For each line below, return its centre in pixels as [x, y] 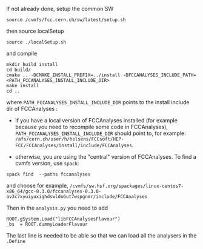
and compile [22, 53]
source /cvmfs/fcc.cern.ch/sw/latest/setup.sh [66, 20]
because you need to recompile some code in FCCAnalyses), [92, 127]
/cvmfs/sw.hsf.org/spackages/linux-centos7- [126, 186]
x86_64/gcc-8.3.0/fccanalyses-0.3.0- [54, 191]
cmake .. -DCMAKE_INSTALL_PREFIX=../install [63, 75]
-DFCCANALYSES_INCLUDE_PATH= [160, 75]
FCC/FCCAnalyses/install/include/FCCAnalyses [73, 145]
